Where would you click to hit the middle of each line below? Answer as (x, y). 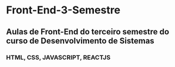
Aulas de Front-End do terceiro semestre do (87, 32)
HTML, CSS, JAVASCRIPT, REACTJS (58, 57)
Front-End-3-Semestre (63, 10)
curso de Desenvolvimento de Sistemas (80, 40)
